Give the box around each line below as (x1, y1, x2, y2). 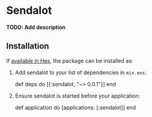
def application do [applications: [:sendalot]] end (14, 104, 136, 111)
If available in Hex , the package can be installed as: (6, 57, 133, 64)
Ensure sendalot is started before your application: (14, 92, 141, 100)
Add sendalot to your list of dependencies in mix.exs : (14, 69, 147, 76)
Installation (6, 41, 49, 51)
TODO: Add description (6, 24, 66, 31)
